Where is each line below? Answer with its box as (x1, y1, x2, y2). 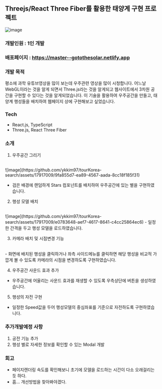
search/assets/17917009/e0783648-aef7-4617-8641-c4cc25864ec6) (5, 219, 144, 225)
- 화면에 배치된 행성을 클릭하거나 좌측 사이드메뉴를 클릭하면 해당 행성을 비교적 (5, 251, 152, 257)
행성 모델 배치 (12, 198, 38, 204)
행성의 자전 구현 (12, 294, 42, 300)
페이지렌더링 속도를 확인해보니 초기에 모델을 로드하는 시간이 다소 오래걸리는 (12, 367, 155, 373)
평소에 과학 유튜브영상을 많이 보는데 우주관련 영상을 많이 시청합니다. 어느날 (5, 80, 146, 86)
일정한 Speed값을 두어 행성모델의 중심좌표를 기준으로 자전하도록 (12, 304, 134, 310)
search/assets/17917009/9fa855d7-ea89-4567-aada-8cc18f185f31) (5, 172, 140, 178)
